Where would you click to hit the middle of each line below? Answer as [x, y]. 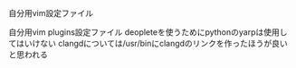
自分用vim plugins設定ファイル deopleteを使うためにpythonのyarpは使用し [148, 32]
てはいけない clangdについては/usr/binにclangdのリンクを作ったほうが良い [148, 43]
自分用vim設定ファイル [51, 13]
